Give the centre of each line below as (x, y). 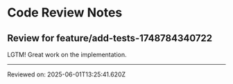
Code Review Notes (65, 13)
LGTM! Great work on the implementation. (67, 54)
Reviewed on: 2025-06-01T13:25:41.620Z (67, 74)
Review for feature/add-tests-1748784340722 (110, 38)
